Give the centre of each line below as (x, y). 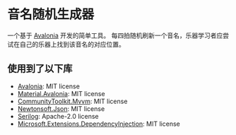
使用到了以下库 (40, 69)
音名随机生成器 (51, 14)
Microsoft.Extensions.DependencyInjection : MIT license (99, 124)
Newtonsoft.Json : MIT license (61, 108)
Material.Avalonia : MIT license (61, 93)
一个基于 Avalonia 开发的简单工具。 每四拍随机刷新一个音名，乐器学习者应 (115, 35)
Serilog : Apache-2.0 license (58, 116)
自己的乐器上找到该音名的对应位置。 (72, 44)
